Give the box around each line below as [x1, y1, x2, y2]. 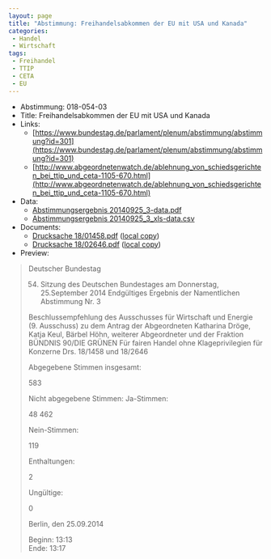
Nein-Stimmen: [28, 425, 79, 434]
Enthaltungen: [28, 456, 75, 466]
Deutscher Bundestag [28, 264, 101, 273]
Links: [19, 119, 40, 129]
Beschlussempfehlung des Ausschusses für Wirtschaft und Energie [28, 312, 253, 322]
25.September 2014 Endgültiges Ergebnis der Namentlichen [40, 288, 240, 298]
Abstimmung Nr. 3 [40, 296, 101, 306]
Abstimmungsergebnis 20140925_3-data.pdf [32, 205, 182, 214]
